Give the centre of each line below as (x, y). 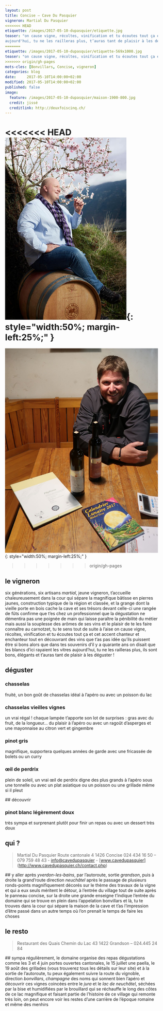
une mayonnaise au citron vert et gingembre (49, 728)
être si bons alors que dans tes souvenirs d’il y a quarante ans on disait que (80, 644)
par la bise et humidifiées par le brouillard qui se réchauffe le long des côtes (81, 989)
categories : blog (23, 72)
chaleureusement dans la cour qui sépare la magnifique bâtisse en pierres (79, 598)
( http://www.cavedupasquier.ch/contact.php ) (62, 865)
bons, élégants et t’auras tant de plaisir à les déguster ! (60, 655)
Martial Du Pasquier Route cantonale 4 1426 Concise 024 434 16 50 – (86, 855)
